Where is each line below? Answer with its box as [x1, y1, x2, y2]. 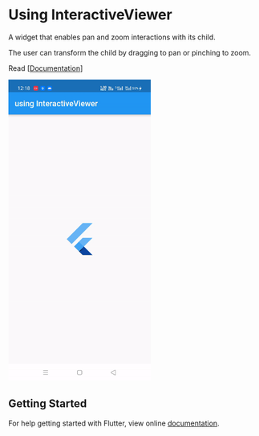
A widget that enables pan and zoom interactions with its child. [8, 32, 217, 42]
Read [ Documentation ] [8, 63, 83, 73]
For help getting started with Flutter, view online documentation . [8, 418, 220, 428]
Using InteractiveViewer [8, 6, 172, 24]
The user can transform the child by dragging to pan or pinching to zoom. [8, 47, 251, 57]
